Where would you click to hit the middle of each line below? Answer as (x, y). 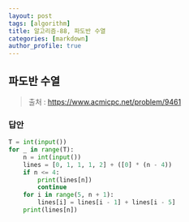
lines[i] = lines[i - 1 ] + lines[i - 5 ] (107, 203)
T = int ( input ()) (38, 143)
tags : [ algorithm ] (39, 23)
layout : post (30, 16)
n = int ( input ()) (52, 157)
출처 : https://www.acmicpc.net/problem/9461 (105, 101)
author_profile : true (45, 46)
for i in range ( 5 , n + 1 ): (69, 195)
